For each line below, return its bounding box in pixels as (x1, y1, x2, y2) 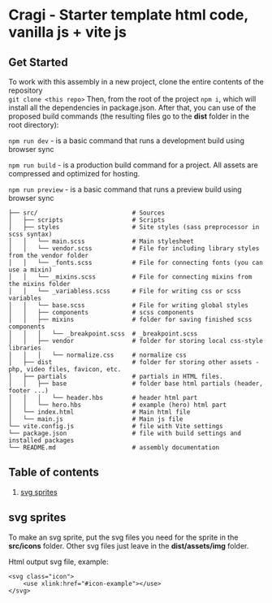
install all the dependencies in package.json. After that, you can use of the (8, 103, 257, 112)
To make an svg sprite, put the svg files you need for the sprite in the (8, 532, 239, 542)
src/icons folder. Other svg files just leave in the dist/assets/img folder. (8, 540, 249, 550)
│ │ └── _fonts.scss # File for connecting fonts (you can (8, 258, 264, 267)
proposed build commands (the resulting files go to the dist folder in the (8, 111, 250, 121)
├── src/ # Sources (8, 209, 165, 217)
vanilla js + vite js (8, 23, 127, 41)
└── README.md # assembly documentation (8, 444, 220, 452)
